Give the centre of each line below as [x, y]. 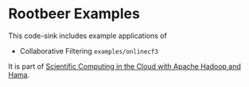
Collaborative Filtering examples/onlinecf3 [89, 51]
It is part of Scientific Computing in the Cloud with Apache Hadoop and [124, 66]
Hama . [19, 74]
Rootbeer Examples [74, 14]
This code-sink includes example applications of [88, 36]
